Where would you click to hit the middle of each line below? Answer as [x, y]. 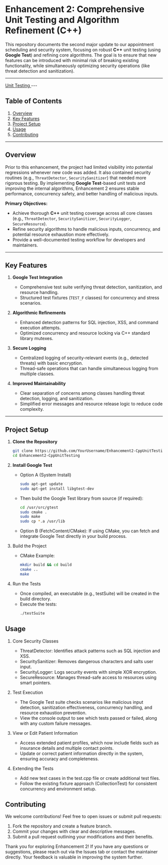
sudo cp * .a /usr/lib [42, 521]
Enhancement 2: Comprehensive [75, 9]
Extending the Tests [33, 768]
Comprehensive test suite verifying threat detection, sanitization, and [91, 287]
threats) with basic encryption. [51, 363]
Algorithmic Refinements [39, 313]
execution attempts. [40, 328]
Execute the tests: [38, 604]
